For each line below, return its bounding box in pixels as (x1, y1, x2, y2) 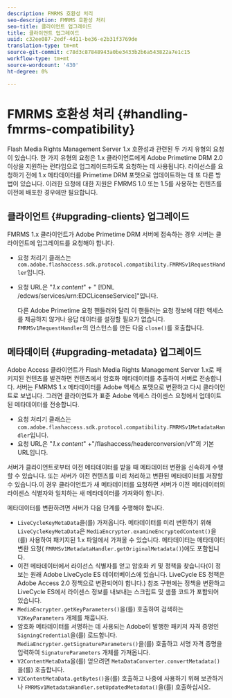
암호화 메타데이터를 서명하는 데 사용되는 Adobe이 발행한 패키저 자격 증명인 (17, 623, 220, 631)
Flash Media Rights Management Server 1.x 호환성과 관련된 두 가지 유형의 (7, 145, 212, 153)
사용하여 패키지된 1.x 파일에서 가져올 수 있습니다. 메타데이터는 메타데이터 (28, 536, 226, 544)
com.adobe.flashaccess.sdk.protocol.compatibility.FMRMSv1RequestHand (17, 261, 226, 269)
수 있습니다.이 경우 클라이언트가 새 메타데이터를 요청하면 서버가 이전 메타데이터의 (7, 481, 226, 489)
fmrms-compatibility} (7, 121, 136, 137)
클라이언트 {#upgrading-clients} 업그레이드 (7, 211, 190, 222)
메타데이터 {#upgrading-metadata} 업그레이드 (7, 346, 202, 357)
